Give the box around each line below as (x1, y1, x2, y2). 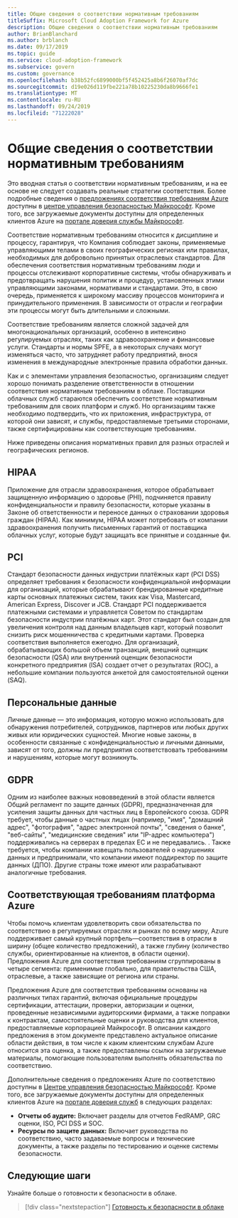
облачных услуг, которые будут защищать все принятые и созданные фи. (7, 531, 231, 539)
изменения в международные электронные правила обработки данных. (7, 357, 228, 366)
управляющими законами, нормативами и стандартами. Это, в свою (7, 283, 218, 292)
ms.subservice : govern (7, 63, 75, 70)
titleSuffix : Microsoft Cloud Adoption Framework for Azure (7, 17, 190, 24)
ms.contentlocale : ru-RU (7, 97, 81, 104)
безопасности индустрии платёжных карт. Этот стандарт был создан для (7, 615, 231, 624)
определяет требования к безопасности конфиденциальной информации (7, 578, 231, 586)
